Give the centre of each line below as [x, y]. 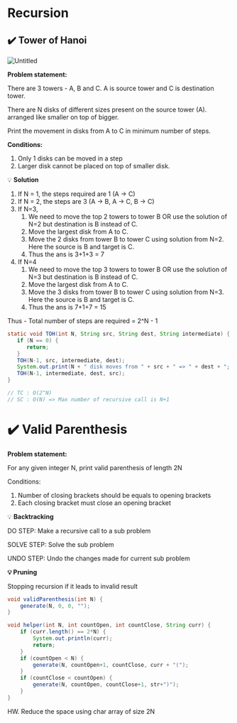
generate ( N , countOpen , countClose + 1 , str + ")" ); [106, 685]
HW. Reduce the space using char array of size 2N [81, 711]
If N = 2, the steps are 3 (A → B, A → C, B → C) [86, 201]
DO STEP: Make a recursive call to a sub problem [79, 531]
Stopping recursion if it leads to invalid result [73, 586]
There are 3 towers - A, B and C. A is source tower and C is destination [111, 88]
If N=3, [28, 209]
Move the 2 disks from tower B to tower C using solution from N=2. [126, 239]
